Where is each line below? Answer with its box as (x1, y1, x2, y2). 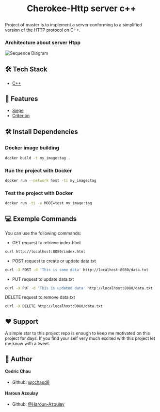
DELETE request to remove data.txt (5, 294, 75, 300)
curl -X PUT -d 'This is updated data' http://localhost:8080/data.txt (5, 286, 153, 291)
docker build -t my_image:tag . (5, 156, 70, 160)
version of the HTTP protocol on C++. (5, 27, 81, 33)
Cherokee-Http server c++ (26, 3, 137, 14)
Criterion (12, 113, 30, 118)
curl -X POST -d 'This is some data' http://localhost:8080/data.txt (5, 267, 149, 272)
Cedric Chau (5, 369, 31, 374)
